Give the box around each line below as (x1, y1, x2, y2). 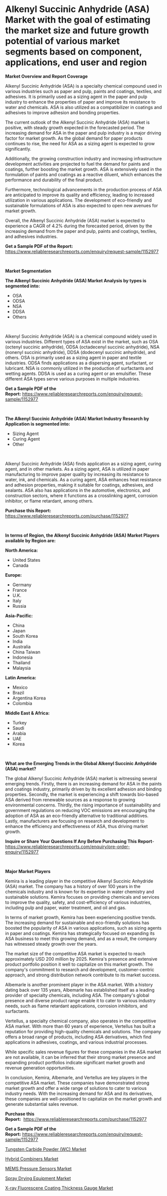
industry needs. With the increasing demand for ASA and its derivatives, (5, 1090, 154, 1096)
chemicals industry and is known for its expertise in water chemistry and (5, 889, 155, 895)
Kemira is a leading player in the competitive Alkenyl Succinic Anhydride (5, 878, 154, 884)
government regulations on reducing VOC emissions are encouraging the (5, 807, 156, 813)
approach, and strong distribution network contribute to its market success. (5, 972, 161, 978)
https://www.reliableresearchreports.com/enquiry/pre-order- (5, 844, 130, 850)
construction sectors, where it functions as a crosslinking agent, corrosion (5, 492, 158, 499)
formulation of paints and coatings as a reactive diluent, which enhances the (5, 171, 162, 177)
